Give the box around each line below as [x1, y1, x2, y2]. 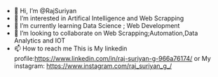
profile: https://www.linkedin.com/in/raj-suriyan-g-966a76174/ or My [13, 55, 212, 62]
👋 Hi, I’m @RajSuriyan [13, 7, 77, 15]
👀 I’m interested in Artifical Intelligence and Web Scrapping [13, 14, 184, 22]
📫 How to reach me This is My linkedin [13, 44, 128, 52]
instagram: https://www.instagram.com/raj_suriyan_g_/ [13, 62, 172, 70]
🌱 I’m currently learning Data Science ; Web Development [13, 22, 180, 29]
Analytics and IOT [13, 36, 66, 45]
